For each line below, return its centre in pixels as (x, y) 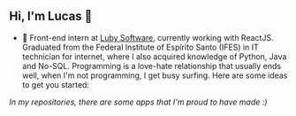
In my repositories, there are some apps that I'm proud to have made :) (138, 102)
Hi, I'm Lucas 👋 (51, 16)
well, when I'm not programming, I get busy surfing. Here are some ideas (155, 75)
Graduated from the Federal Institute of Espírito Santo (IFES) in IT (140, 47)
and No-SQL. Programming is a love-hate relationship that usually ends (151, 66)
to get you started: (56, 84)
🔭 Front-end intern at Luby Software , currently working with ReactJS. (148, 37)
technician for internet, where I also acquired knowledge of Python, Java (154, 56)
